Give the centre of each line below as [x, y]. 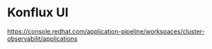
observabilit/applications [42, 38]
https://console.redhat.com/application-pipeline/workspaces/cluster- [106, 31]
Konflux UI [38, 13]
